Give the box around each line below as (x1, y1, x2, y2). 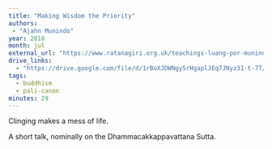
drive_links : (8, 57, 53, 65)
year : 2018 (8, 34, 45, 43)
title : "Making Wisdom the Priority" (8, 11, 136, 20)
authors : (8, 19, 38, 27)
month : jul (8, 42, 45, 50)
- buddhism (15, 79, 53, 87)
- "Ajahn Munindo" (11, 27, 74, 35)
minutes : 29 (8, 94, 49, 102)
